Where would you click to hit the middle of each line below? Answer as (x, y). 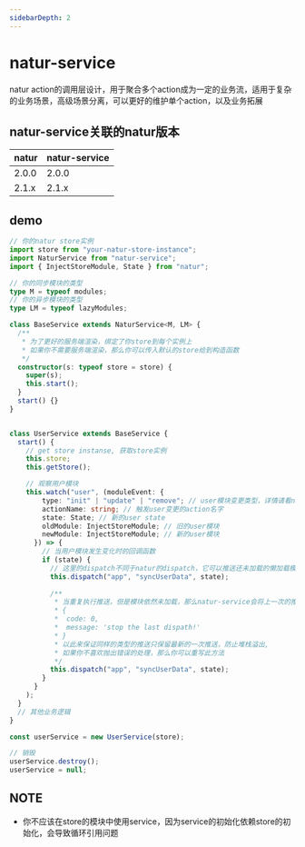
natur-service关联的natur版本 (94, 131)
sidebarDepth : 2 (40, 18)
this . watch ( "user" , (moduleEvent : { (95, 493)
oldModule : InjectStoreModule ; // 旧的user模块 (131, 526)
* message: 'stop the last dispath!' (128, 628)
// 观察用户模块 (52, 484)
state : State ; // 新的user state (104, 518)
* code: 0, (77, 619)
